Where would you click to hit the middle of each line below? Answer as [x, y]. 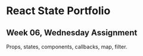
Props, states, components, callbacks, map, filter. [67, 47]
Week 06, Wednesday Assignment [72, 33]
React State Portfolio [58, 11]
